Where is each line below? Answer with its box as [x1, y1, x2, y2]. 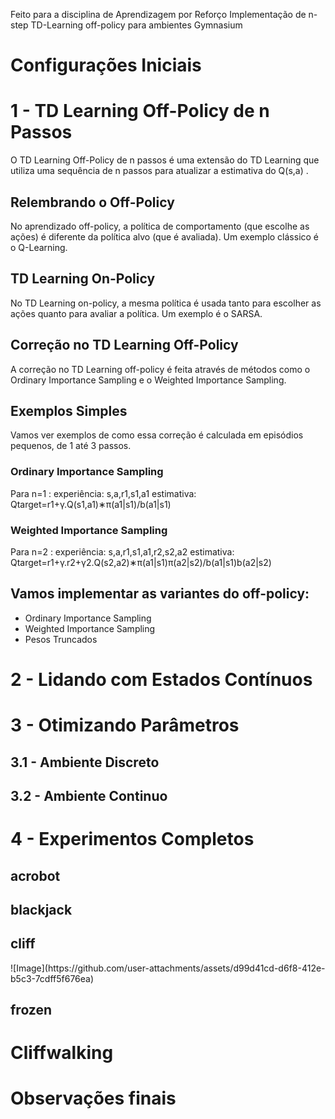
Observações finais [10, 1087, 177, 1110]
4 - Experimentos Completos [10, 828, 255, 851]
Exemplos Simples [10, 402, 128, 419]
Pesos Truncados [24, 633, 98, 645]
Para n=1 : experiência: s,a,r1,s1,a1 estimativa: [10, 487, 197, 499]
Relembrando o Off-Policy [10, 194, 175, 211]
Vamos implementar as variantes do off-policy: [10, 585, 310, 603]
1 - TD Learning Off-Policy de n [10, 100, 270, 123]
